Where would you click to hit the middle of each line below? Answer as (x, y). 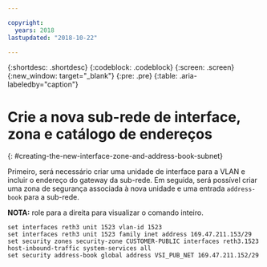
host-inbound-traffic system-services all (79, 249)
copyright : (26, 22)
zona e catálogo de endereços (110, 134)
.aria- (188, 76)
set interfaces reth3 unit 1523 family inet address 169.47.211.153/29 (129, 235)
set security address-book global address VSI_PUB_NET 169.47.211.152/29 (133, 256)
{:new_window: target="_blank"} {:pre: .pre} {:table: (93, 76)
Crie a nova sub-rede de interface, (124, 117)
